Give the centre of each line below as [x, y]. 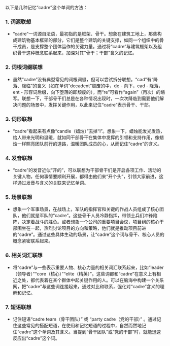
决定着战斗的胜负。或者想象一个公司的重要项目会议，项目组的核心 [91, 222]
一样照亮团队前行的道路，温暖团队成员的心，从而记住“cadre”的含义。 [90, 144]
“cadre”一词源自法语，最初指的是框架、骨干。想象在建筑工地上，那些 [85, 34]
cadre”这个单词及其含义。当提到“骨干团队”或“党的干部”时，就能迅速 [90, 332]
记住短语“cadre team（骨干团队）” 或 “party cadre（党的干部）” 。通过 [85, 319]
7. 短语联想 [18, 307]
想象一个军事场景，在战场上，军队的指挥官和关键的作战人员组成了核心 [86, 209]
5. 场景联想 [19, 197]
